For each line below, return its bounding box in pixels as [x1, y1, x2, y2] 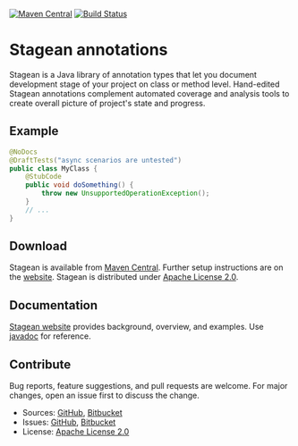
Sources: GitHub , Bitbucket [21, 408, 123, 418]
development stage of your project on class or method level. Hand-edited [9, 79, 280, 89]
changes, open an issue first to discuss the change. [9, 390, 200, 401]
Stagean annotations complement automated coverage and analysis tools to [9, 88, 290, 98]
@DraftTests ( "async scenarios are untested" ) [9, 156, 182, 164]
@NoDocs [9, 147, 38, 156]
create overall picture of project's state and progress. [9, 97, 206, 108]
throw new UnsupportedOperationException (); [41, 189, 210, 198]
